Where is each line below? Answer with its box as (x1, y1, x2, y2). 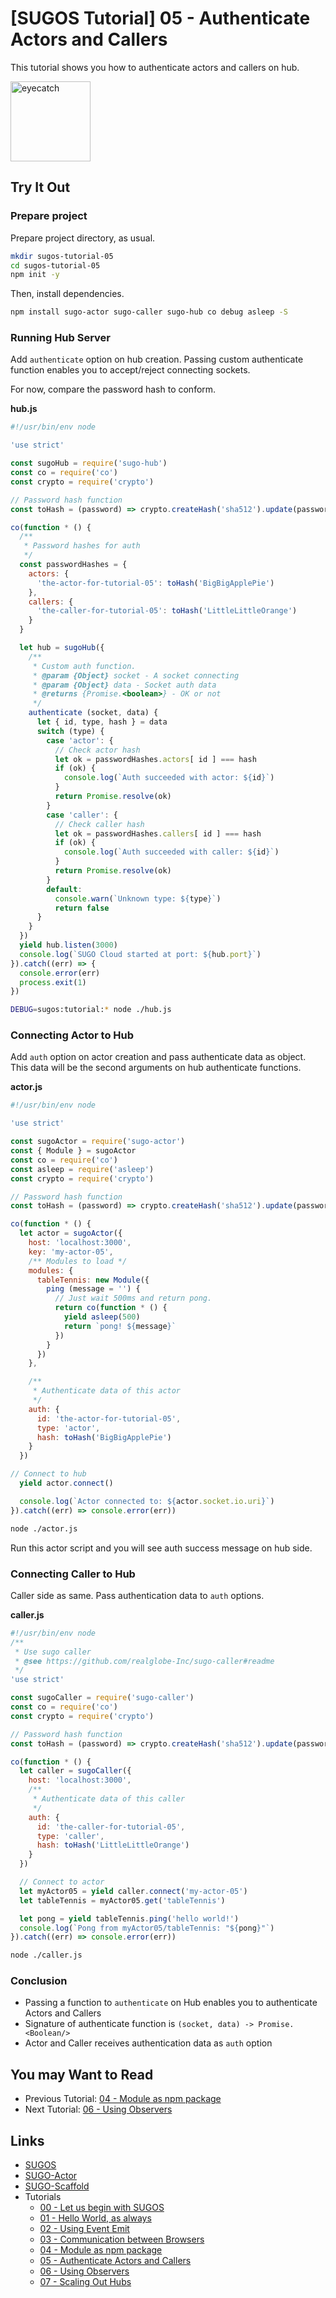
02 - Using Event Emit (39, 2223, 130, 2235)
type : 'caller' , (36, 1831, 105, 1841)
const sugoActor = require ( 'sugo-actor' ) (10, 1137, 186, 1147)
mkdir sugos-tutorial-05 (10, 251, 114, 261)
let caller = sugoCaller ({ (19, 1766, 132, 1776)
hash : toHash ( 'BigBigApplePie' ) (36, 1432, 172, 1442)
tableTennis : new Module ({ (36, 1275, 150, 1285)
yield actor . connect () (19, 1478, 114, 1489)
